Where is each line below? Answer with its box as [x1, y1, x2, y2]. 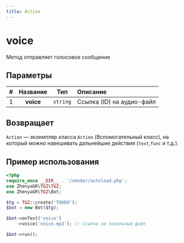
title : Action [6, 8, 41, 15]
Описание [77, 88, 107, 96]
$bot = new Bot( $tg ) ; [6, 205, 59, 211]
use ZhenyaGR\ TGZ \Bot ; [6, 189, 62, 195]
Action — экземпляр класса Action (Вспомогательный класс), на [6, 134, 169, 141]
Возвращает [6, 118, 54, 128]
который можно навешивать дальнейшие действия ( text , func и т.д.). [6, 139, 179, 147]
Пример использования [6, 157, 99, 167]
